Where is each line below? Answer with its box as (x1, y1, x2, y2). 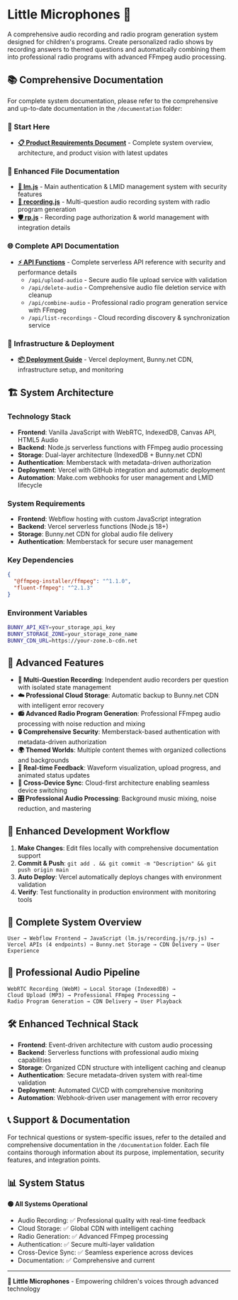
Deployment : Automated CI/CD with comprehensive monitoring (17, 1085, 203, 1094)
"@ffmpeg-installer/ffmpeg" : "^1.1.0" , (13, 578, 132, 585)
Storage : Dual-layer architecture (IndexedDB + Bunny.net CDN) (17, 451, 203, 459)
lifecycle (17, 480, 42, 489)
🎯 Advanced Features (7, 657, 104, 669)
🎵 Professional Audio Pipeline (7, 967, 140, 979)
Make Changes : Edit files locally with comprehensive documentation (17, 844, 219, 852)
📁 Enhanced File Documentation (7, 166, 120, 176)
